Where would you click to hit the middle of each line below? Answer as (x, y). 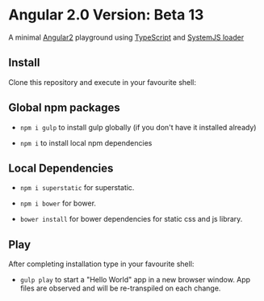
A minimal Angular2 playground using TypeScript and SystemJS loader (126, 37)
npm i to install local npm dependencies (86, 142)
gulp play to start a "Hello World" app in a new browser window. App (135, 280)
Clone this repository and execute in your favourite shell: (102, 82)
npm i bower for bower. (58, 203)
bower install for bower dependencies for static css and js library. (131, 219)
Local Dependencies (61, 168)
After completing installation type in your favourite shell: (101, 264)
